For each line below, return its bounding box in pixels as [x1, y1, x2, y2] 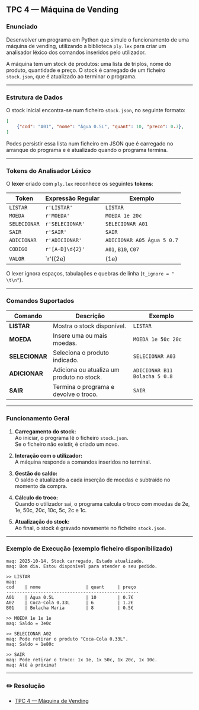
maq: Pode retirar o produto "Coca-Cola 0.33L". [6, 636, 129, 642]
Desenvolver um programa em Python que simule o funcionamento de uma [6, 36, 190, 43]
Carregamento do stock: [14, 427, 76, 435]
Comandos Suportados [6, 296, 75, 305]
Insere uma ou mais [53, 332, 108, 340]
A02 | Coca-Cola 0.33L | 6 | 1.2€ [6, 600, 134, 606]
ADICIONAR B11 [133, 367, 173, 374]
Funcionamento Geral [6, 414, 70, 423]
